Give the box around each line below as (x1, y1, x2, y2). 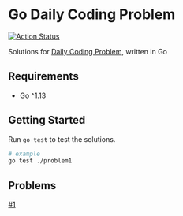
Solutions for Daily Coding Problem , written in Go (8, 47, 168, 56)
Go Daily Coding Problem (8, 6, 176, 24)
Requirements (8, 69, 79, 84)
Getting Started (8, 114, 86, 127)
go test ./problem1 (8, 157, 73, 165)
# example (8, 150, 41, 158)
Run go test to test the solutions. (8, 134, 116, 143)
